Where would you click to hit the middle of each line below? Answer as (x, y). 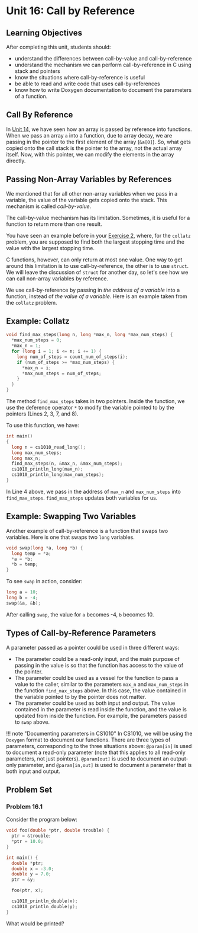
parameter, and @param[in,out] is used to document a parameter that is (105, 765)
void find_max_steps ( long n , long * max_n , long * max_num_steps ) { (90, 335)
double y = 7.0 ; (31, 874)
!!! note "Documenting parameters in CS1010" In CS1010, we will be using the (99, 733)
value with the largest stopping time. (50, 248)
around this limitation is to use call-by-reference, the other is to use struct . (98, 266)
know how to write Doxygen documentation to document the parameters (103, 90)
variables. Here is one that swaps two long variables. (70, 537)
